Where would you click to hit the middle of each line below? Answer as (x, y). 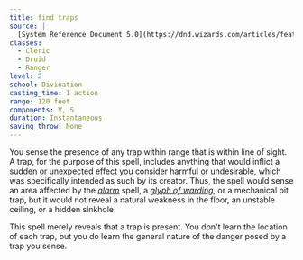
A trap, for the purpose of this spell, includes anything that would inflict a (145, 161)
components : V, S (42, 110)
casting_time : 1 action (54, 93)
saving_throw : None (46, 127)
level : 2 (26, 76)
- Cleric (34, 51)
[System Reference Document (70, 34)
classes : (26, 43)
